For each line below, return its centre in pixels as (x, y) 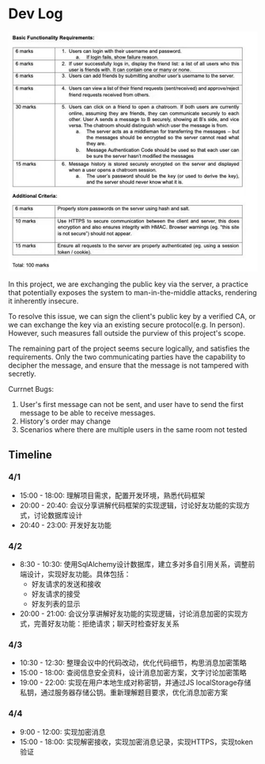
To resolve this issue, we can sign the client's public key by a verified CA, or (132, 317)
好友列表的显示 (56, 604)
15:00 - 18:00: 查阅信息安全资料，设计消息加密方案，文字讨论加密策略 (133, 673)
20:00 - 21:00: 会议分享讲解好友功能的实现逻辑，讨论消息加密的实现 (131, 614)
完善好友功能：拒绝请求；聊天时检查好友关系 (106, 624)
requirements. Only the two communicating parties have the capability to (127, 357)
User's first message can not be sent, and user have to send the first (131, 405)
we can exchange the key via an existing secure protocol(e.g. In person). (127, 325)
